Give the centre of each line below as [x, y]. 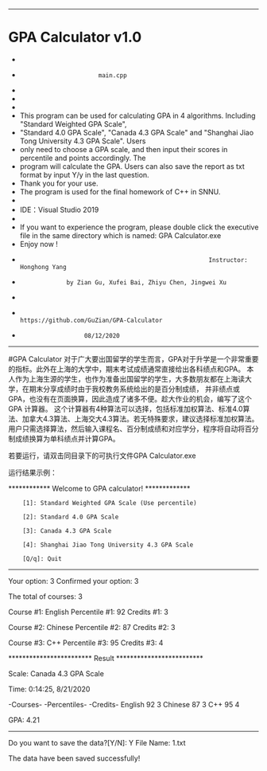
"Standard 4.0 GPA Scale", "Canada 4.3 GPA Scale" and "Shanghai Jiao [137, 132]
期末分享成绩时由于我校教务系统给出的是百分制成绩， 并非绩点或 [134, 389]
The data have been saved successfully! [74, 758]
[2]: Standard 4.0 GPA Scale [71, 517]
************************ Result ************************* [106, 658]
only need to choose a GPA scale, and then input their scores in [124, 149]
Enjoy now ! [39, 244]
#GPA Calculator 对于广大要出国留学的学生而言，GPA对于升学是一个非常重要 [133, 358]
